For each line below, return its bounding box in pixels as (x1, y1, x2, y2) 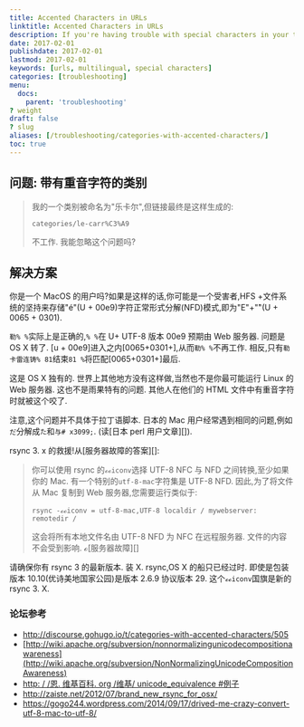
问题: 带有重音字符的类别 (9, 176, 147, 191)
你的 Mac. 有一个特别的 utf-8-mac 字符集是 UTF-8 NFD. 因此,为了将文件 (31, 476, 294, 487)
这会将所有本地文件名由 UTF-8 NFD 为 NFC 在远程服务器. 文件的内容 (31, 531, 288, 542)
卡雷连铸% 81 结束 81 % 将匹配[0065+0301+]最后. (9, 354, 181, 365)
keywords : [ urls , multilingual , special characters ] (9, 64, 213, 73)
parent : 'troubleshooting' (25, 97, 128, 107)
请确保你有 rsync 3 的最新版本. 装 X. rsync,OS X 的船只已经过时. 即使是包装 (9, 562, 290, 573)
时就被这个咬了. (9, 396, 68, 407)
